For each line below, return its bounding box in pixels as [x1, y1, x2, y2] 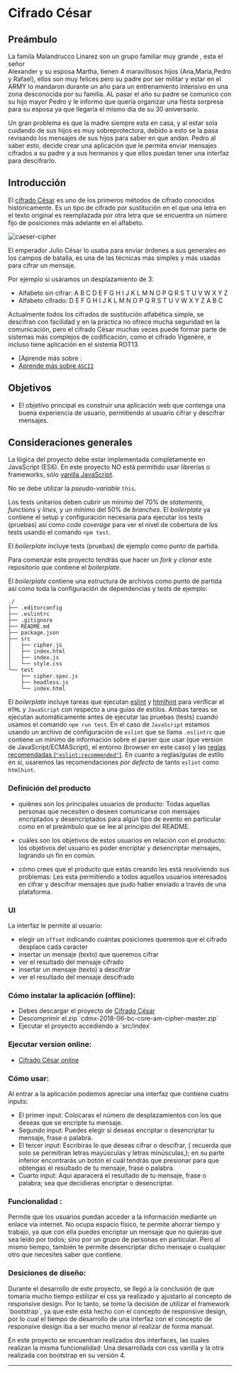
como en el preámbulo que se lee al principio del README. [18, 822, 191, 830]
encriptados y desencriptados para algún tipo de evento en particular [18, 815, 222, 823]
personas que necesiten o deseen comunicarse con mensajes [18, 807, 201, 815]
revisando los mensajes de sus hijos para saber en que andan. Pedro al [8, 134, 216, 142]
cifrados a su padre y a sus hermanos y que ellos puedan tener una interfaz [8, 149, 230, 157]
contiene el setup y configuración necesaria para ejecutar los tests [8, 513, 204, 521]
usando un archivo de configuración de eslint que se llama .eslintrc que [8, 728, 226, 737]
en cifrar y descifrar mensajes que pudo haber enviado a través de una [18, 879, 226, 889]
